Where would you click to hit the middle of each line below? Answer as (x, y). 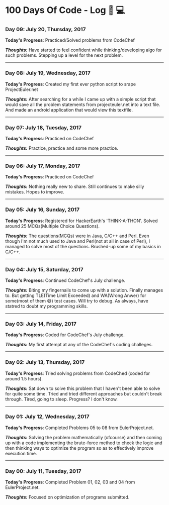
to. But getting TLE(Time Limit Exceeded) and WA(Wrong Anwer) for (76, 295)
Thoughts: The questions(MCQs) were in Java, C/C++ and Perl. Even (77, 236)
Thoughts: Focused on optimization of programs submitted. (67, 497)
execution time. (21, 453)
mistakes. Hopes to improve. (35, 192)
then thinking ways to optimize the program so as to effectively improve (79, 448)
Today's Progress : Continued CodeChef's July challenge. (65, 280)
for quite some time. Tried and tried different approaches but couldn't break (84, 393)
